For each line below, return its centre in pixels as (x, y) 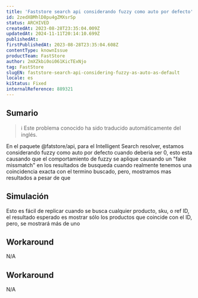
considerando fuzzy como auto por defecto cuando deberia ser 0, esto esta (99, 152)
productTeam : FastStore (36, 56)
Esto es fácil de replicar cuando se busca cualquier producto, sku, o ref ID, (98, 211)
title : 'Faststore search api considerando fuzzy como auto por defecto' (100, 12)
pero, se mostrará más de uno (43, 223)
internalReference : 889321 (40, 89)
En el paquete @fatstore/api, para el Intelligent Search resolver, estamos (95, 146)
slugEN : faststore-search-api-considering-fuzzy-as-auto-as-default (93, 73)
